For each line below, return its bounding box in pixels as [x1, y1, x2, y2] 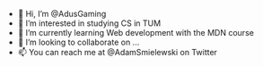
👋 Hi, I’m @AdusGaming [17, 9, 107, 19]
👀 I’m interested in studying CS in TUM [17, 18, 162, 29]
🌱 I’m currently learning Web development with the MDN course [17, 28, 254, 37]
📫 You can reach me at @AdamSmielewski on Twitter [17, 47, 218, 57]
